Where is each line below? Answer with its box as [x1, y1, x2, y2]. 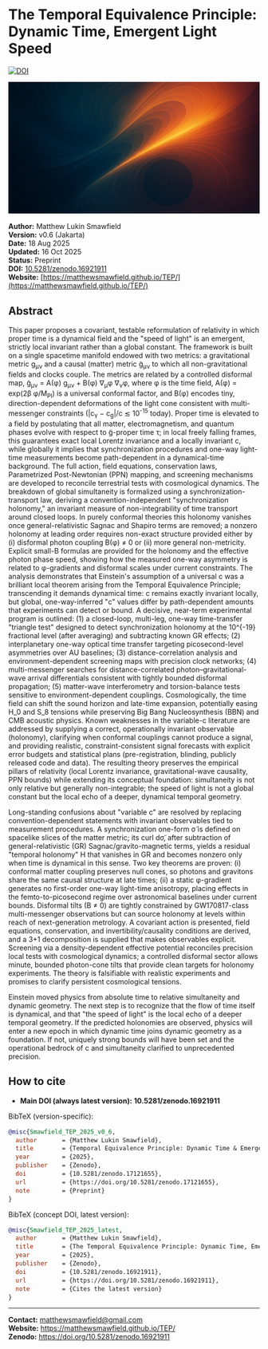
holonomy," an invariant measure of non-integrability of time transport [8, 503, 238, 513]
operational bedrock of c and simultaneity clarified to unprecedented [8, 1043, 235, 1052]
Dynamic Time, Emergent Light [8, 22, 218, 41]
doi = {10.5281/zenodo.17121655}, [15, 1170, 162, 1178]
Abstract [8, 304, 53, 318]
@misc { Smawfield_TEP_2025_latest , [8, 1226, 124, 1234]
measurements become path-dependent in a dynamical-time [24, 452, 225, 462]
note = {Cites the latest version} [15, 1284, 162, 1293]
